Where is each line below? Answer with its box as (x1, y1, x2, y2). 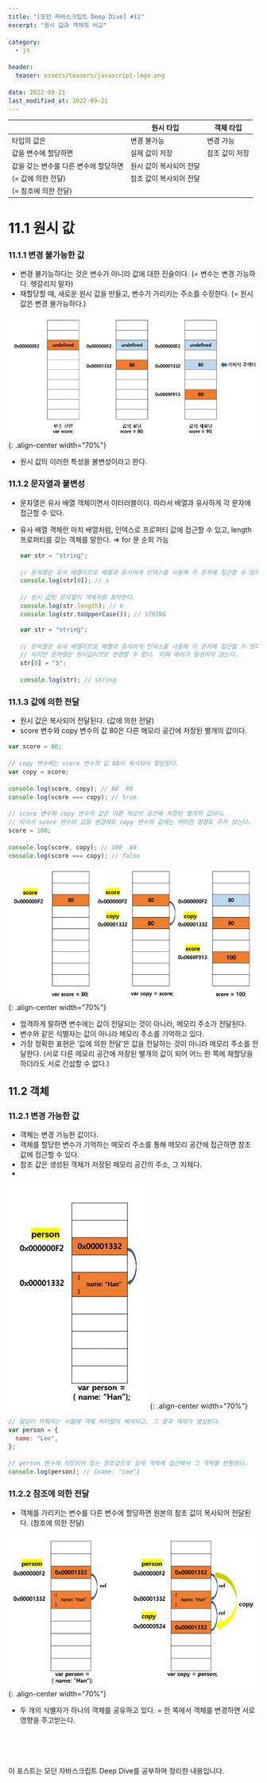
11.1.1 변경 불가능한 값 (8, 249, 85, 260)
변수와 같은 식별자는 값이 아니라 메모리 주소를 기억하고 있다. (19, 1029, 205, 1039)
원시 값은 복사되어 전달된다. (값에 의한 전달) (19, 716, 155, 725)
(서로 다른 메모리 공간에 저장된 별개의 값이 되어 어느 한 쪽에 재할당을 (43, 1049, 253, 1059)
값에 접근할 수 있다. (19, 1150, 79, 1160)
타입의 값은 (11, 136, 46, 146)
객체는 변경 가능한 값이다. (19, 1130, 99, 1140)
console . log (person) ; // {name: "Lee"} (8, 1468, 141, 1476)
